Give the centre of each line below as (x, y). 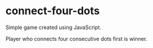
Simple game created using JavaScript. (53, 27)
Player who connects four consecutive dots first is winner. (76, 39)
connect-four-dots (53, 11)
